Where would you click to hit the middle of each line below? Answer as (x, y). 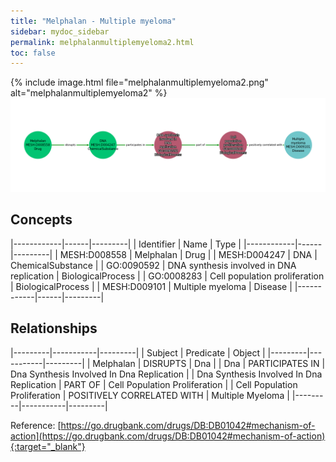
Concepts (41, 220)
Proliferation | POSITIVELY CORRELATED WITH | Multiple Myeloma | (150, 395)
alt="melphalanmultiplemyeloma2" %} (89, 93)
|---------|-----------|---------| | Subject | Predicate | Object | (138, 352)
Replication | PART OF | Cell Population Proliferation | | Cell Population (154, 384)
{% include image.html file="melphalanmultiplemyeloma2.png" (139, 82)
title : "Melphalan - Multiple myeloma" (93, 21)
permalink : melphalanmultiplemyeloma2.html (102, 42)
